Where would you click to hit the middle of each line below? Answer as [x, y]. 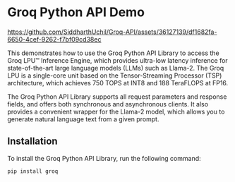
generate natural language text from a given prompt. [83, 119]
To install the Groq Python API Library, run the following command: [104, 158]
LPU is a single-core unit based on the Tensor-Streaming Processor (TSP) [115, 75]
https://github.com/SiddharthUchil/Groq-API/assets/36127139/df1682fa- [112, 32]
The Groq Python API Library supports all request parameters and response [117, 97]
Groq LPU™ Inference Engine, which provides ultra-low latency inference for [117, 60]
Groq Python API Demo [76, 12]
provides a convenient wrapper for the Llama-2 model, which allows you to [116, 111]
